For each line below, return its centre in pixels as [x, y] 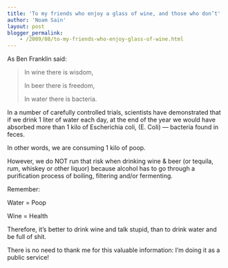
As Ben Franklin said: [37, 59]
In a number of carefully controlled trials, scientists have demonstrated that [114, 113]
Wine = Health [28, 216]
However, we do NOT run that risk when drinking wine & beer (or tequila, [111, 161]
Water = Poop [27, 203]
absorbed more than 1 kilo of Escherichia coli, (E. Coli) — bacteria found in [113, 127]
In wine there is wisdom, [59, 73]
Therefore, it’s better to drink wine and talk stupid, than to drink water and [112, 229]
